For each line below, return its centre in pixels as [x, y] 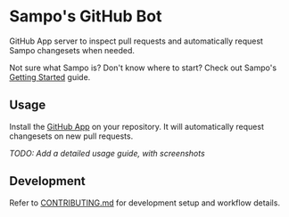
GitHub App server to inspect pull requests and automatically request [136, 41]
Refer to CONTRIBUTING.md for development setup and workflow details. [145, 203]
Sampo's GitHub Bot [86, 16]
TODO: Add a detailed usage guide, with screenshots [107, 153]
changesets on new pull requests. [71, 136]
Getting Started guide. [50, 76]
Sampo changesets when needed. [72, 50]
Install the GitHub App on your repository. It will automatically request [137, 126]
